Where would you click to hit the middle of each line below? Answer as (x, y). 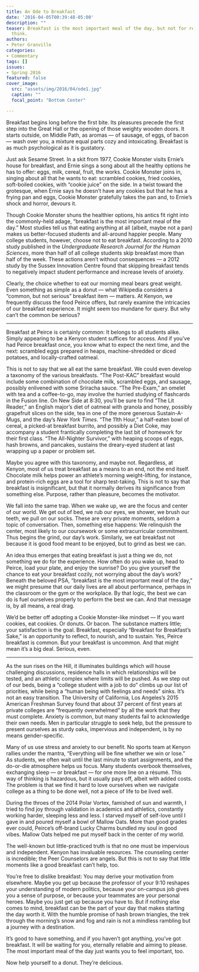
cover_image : (22, 84)
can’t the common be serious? (43, 315)
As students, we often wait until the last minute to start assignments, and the (99, 760)
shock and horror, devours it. (41, 203)
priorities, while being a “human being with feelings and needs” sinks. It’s (95, 691)
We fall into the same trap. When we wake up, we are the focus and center (97, 506)
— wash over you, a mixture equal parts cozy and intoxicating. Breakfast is (97, 141)
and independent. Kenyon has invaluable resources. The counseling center (97, 852)
